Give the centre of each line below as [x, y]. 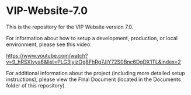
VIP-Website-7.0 [47, 11]
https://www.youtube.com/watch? [47, 55]
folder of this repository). [36, 85]
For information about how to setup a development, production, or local [92, 38]
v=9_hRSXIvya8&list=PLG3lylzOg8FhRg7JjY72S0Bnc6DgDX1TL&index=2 [93, 62]
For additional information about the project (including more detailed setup [95, 73]
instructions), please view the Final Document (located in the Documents [93, 79]
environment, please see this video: [49, 44]
